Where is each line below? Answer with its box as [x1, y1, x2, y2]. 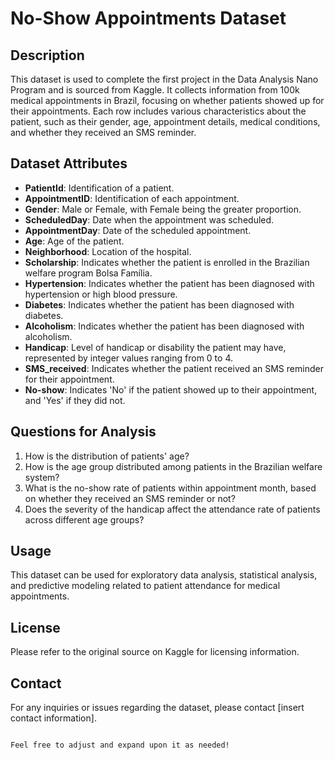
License [10, 619, 61, 636]
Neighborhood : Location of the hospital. [24, 245, 192, 257]
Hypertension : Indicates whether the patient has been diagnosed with [24, 277, 315, 289]
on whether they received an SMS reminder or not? [24, 492, 236, 504]
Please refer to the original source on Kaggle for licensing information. [10, 646, 300, 658]
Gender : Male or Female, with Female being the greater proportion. [24, 203, 302, 215]
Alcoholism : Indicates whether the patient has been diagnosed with [24, 320, 305, 332]
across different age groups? [24, 513, 145, 526]
